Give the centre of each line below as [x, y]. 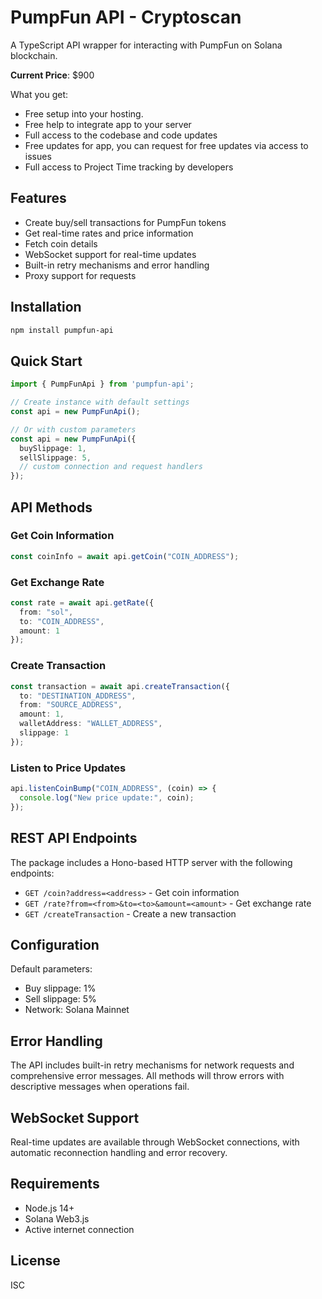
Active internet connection [79, 1229]
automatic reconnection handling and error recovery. [119, 1152]
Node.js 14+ [49, 1208]
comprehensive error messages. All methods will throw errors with [147, 1076]
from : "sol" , [46, 612]
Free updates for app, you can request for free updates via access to [166, 145]
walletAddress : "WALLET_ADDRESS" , [91, 724]
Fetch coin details [61, 243]
